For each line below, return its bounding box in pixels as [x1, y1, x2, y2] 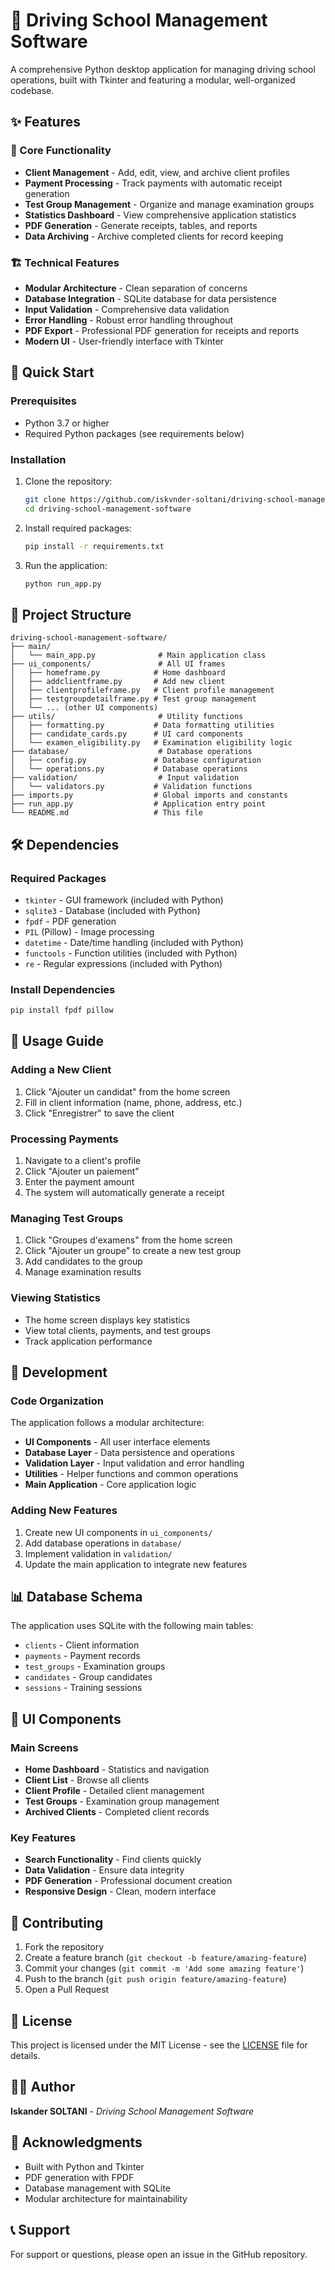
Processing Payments [10, 1132, 119, 1146]
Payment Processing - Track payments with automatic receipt [24, 177, 283, 189]
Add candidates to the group [24, 1255, 143, 1268]
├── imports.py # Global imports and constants [10, 790, 288, 801]
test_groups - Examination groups [24, 1660, 166, 1673]
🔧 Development [10, 1364, 108, 1381]
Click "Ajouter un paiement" [24, 1165, 140, 1178]
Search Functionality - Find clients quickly [24, 1854, 202, 1866]
